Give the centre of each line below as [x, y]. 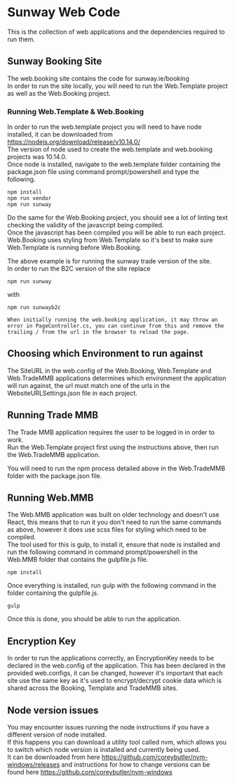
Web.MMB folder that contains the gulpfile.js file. [78, 560]
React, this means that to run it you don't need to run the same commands [115, 522]
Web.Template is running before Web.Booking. [74, 248]
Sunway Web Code [64, 12]
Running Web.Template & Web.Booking [76, 111]
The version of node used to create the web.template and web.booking [110, 149]
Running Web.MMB [51, 498]
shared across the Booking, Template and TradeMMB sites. [93, 688]
